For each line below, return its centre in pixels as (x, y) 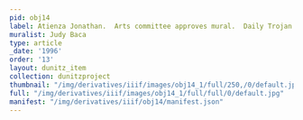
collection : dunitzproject (60, 77)
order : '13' (32, 60)
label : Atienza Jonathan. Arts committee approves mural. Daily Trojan (151, 26)
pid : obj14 (30, 18)
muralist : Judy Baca (48, 34)
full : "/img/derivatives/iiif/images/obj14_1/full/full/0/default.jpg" (147, 93)
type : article (36, 43)
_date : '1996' (36, 51)
